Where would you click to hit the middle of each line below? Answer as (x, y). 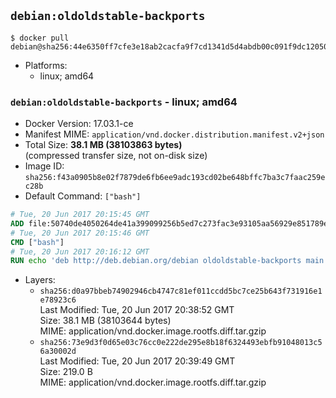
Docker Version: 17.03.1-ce (79, 124)
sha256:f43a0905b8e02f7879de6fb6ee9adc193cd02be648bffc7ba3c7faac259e (175, 178)
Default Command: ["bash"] (83, 196)
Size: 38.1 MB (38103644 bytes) (105, 321)
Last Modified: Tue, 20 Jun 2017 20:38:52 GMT (137, 310)
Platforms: (46, 65)
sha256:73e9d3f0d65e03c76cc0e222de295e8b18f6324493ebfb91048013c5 (181, 343)
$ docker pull (40, 38)
